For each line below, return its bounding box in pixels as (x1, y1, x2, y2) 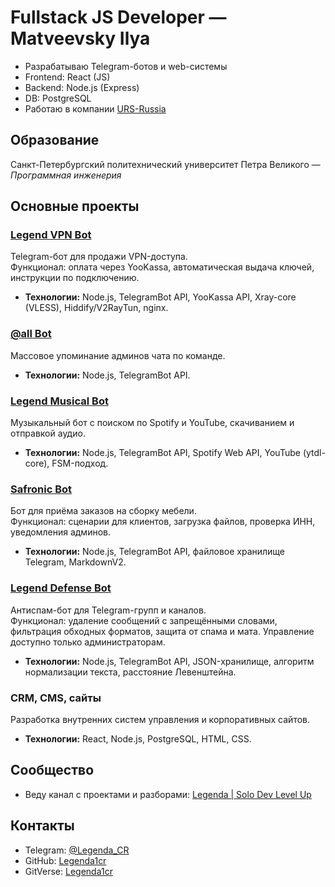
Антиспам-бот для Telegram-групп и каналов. (10, 604, 207, 616)
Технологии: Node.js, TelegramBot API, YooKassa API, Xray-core (24, 291, 297, 303)
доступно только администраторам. (10, 636, 166, 648)
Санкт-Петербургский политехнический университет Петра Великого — (10, 158, 321, 170)
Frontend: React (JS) (24, 71, 111, 83)
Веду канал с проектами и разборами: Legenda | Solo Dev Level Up (24, 788, 312, 800)
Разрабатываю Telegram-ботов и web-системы (24, 60, 228, 72)
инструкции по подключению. (10, 272, 140, 284)
